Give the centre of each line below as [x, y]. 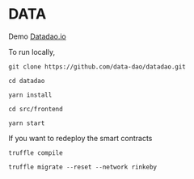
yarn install [30, 95]
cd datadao [27, 81]
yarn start [27, 123]
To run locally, [32, 52]
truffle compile [36, 153]
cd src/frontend [36, 109]
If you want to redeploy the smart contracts [80, 138]
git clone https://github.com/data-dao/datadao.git [97, 67]
